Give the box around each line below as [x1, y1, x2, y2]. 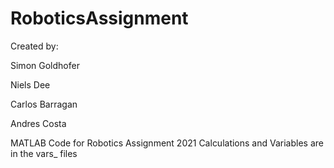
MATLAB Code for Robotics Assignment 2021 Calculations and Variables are [10, 137, 324, 149]
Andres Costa [10, 117, 67, 129]
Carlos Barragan [10, 98, 78, 110]
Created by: [10, 40, 59, 52]
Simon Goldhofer [10, 59, 80, 71]
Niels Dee [10, 78, 51, 91]
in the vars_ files [10, 147, 78, 159]
